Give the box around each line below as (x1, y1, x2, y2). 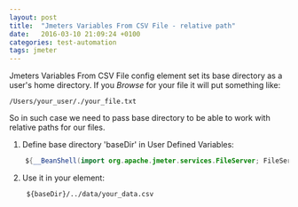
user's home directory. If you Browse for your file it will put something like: (9, 80, 281, 91)
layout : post (9, 12, 58, 22)
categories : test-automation (9, 37, 117, 47)
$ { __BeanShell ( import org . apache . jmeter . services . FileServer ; (25, 156, 260, 165)
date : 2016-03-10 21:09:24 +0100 (9, 29, 141, 38)
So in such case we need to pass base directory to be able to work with (9, 113, 271, 123)
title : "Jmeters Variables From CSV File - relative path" (9, 21, 237, 30)
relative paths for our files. (9, 122, 106, 133)
